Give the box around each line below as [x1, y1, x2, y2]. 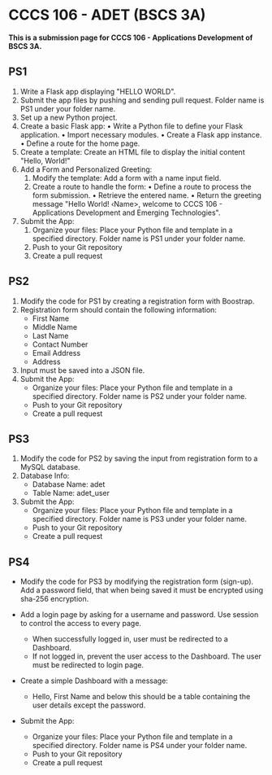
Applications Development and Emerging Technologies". [32, 208, 221, 217]
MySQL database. [19, 462, 81, 472]
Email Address [32, 348, 81, 357]
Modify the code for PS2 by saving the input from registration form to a [19, 453, 258, 463]
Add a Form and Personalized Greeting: [19, 164, 153, 174]
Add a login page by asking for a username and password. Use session [19, 610, 259, 620]
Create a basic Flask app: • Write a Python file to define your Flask [19, 120, 244, 131]
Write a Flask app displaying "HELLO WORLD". [19, 86, 176, 96]
